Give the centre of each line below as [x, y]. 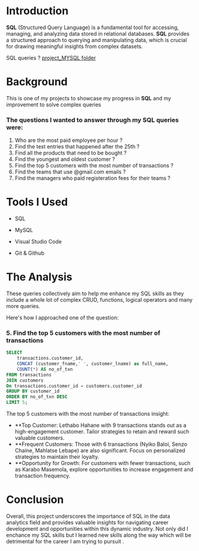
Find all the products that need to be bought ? [70, 153]
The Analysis [39, 277]
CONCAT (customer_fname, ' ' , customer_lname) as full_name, [93, 364]
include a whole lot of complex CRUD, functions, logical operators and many [99, 300]
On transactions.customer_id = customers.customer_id [74, 386]
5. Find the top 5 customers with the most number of [83, 332]
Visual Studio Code [38, 242]
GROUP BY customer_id [33, 391]
